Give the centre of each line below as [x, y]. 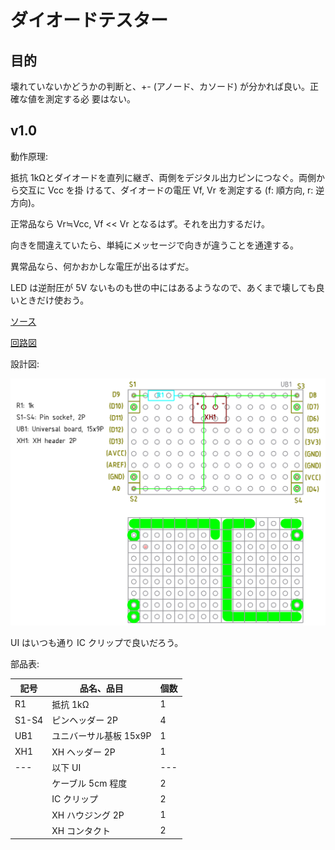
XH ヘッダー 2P [83, 752]
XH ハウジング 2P [88, 815]
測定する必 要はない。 [90, 99]
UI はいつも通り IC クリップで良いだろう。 [97, 643]
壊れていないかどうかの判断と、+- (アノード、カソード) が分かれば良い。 [160, 86]
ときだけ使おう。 [54, 300]
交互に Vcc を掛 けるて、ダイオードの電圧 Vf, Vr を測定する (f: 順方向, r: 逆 [171, 190]
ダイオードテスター [89, 20]
